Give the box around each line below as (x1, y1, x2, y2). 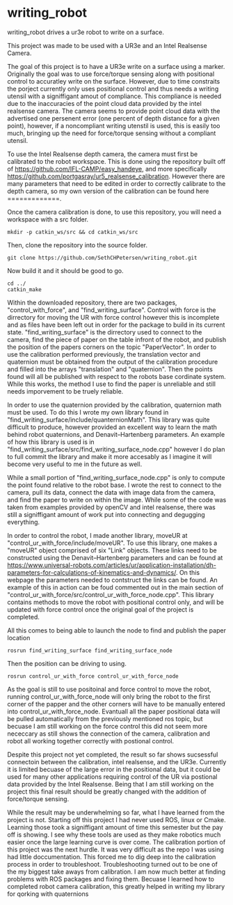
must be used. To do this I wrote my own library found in (7, 408, 169, 416)
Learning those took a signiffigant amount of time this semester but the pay (7, 823, 223, 831)
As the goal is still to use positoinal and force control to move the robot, (7, 685, 211, 693)
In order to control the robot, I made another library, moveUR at (7, 531, 188, 539)
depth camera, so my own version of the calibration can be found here (7, 187, 209, 195)
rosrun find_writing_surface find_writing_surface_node (7, 647, 172, 654)
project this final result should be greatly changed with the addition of (7, 787, 207, 796)
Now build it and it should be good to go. (7, 266, 124, 274)
